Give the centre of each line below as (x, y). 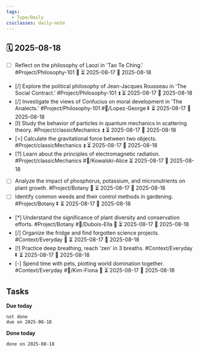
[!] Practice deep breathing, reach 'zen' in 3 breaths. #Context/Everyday (104, 248)
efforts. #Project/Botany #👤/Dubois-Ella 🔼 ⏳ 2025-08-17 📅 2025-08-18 (102, 224)
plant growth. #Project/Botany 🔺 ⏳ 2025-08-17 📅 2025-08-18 (90, 188)
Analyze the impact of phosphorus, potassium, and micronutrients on (100, 181)
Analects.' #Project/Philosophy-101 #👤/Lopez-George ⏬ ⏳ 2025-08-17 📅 (103, 108)
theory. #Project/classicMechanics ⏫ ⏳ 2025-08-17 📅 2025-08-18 (95, 130)
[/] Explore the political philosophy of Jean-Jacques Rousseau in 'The (101, 86)
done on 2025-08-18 (30, 344)
